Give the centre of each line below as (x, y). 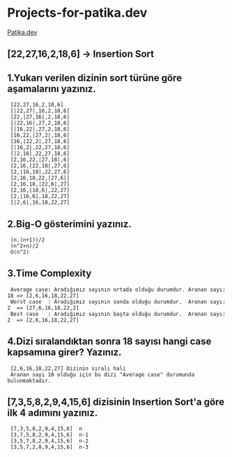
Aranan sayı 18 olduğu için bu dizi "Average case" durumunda (102, 375)
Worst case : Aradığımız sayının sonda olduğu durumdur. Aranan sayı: (118, 301)
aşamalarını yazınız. (52, 89)
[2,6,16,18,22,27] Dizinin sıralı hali (68, 368)
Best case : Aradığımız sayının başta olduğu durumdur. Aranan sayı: (118, 314)
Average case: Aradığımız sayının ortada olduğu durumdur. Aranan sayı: (118, 290)
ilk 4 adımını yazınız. (53, 413)
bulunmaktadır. (29, 381)
